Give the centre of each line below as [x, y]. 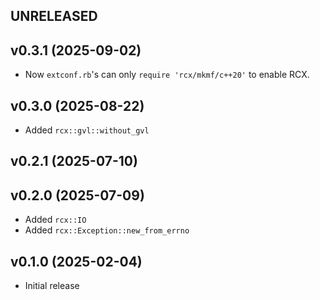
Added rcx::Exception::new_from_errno [107, 230]
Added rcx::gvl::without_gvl [87, 130]
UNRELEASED [54, 16]
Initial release [52, 286]
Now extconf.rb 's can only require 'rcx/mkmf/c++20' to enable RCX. [167, 75]
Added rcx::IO [55, 220]
